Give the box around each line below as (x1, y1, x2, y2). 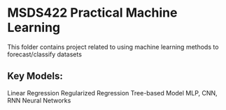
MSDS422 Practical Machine (7, 5, 178, 21)
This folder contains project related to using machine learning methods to (7, 42, 219, 51)
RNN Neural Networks (7, 96, 71, 104)
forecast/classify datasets (7, 50, 83, 58)
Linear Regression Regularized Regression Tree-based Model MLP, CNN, (7, 88, 218, 97)
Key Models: (7, 70, 63, 82)
